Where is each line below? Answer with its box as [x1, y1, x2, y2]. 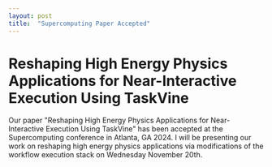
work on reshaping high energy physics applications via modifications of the [8, 141, 264, 151]
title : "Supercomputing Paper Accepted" [8, 19, 151, 28]
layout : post [8, 11, 53, 20]
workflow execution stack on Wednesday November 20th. [8, 150, 203, 160]
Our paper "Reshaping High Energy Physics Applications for [8, 115, 209, 126]
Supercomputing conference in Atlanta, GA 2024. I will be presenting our [8, 133, 252, 143]
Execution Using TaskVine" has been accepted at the [45, 124, 223, 134]
